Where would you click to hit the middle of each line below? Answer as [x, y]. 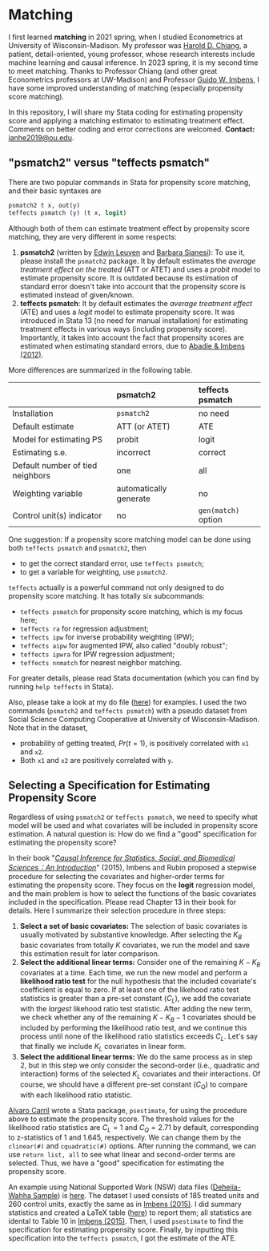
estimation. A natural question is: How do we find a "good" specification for [133, 834]
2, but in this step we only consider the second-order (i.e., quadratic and [140, 1065]
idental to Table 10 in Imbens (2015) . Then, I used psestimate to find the [126, 1221]
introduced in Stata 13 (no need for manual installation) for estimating [134, 320]
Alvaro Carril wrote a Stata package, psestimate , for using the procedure [128, 1110]
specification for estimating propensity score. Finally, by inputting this [123, 1230]
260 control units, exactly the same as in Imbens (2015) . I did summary [125, 1205]
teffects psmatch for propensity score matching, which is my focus [131, 611]
